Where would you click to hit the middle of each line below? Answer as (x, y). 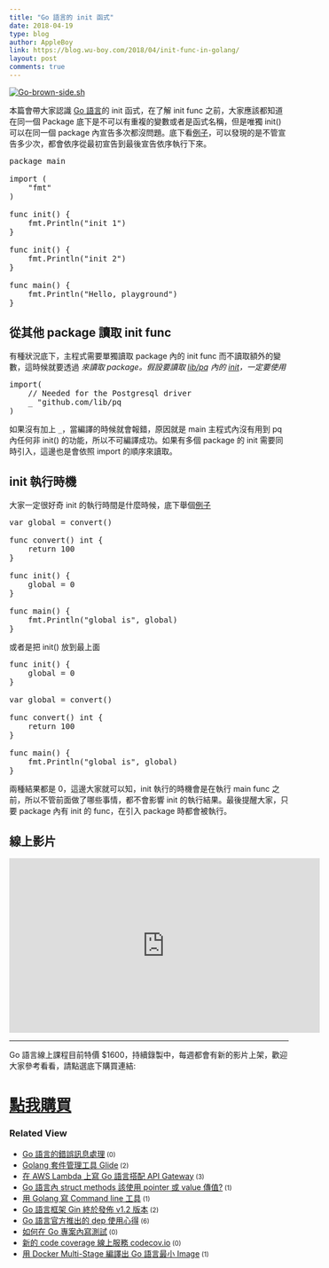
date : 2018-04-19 (41, 26)
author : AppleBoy (41, 42)
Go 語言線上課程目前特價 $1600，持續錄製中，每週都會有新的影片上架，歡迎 (149, 1055)
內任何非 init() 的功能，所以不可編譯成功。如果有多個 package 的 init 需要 (142, 440)
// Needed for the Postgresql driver (110, 393)
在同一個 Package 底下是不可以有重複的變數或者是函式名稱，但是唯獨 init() (145, 121)
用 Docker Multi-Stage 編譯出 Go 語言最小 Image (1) (115, 1253)
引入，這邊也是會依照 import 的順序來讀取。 (97, 451)
